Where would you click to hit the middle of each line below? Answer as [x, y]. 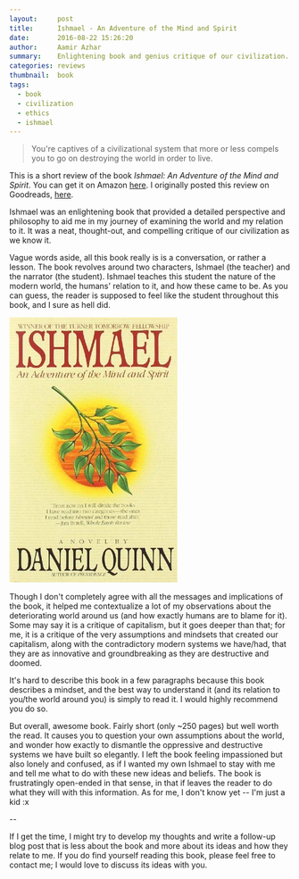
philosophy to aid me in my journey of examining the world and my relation [146, 221]
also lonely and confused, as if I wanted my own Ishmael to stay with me [142, 764]
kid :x [19, 802]
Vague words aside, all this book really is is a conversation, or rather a [138, 258]
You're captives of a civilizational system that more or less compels [155, 149]
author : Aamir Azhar [55, 47]
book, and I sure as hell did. [60, 305]
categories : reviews [48, 66]
